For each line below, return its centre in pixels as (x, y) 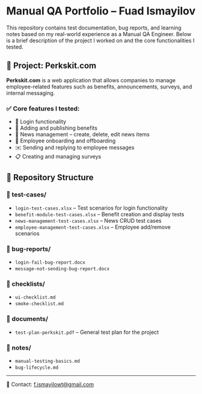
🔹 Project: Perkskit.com (51, 66)
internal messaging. (31, 93)
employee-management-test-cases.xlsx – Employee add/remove (93, 227)
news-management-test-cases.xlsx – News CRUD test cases (88, 220)
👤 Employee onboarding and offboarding (65, 141)
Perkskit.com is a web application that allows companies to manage (91, 80)
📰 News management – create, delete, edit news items (82, 135)
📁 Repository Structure (50, 177)
